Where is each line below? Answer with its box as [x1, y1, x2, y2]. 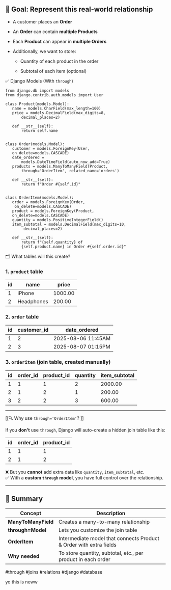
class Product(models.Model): [5, 101, 70, 106]
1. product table [5, 268, 43, 275]
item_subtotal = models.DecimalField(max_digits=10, [12, 222, 126, 227]
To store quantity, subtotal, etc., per [58, 549, 144, 556]
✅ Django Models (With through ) [5, 77, 74, 84]
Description [96, 509, 126, 517]
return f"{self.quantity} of [21, 239, 83, 245]
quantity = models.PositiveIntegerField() [12, 217, 103, 222]
